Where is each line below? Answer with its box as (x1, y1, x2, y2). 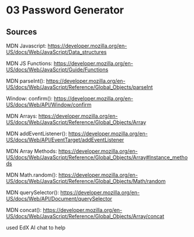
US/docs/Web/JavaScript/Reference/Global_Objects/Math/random (6, 178, 166, 184)
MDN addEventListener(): (6, 130, 67, 137)
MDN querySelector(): (6, 189, 60, 196)
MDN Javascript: (6, 42, 47, 49)
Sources (6, 27, 37, 37)
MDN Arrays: (6, 112, 37, 119)
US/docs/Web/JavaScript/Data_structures (6, 49, 107, 56)
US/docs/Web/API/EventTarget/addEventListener (6, 136, 124, 143)
